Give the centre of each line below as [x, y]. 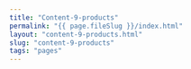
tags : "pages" [36, 51]
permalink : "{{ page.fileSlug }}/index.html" [96, 26]
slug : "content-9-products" [62, 43]
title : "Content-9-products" [64, 17]
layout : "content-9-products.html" [76, 34]
